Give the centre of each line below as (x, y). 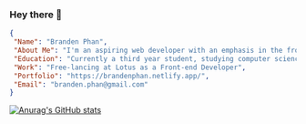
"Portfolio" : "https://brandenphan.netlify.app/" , (111, 76)
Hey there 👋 (36, 15)
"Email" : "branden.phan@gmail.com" (81, 84)
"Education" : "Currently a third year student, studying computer (142, 58)
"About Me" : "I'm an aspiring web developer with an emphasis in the (148, 51)
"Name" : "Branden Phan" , (60, 42)
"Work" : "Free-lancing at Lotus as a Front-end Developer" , (130, 67)
